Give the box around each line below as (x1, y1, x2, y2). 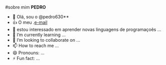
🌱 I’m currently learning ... (12, 32, 66, 38)
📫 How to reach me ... (12, 43, 59, 49)
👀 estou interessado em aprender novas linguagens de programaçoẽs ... (12, 27, 161, 32)
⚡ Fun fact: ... (12, 56, 40, 61)
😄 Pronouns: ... (12, 50, 45, 56)
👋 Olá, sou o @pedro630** (12, 14, 69, 19)
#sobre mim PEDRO (5, 4, 46, 10)
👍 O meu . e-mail (12, 19, 47, 25)
